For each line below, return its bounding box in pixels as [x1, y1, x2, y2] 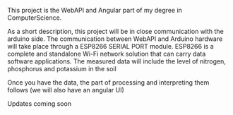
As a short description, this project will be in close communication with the [7, 28, 224, 35]
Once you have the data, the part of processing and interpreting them [7, 78, 210, 87]
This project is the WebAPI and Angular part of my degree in [7, 6, 182, 14]
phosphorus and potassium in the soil [7, 65, 116, 73]
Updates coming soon [7, 99, 72, 108]
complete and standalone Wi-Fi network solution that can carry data [7, 49, 206, 58]
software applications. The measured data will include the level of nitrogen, [7, 57, 226, 66]
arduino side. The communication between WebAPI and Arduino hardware [7, 35, 223, 43]
